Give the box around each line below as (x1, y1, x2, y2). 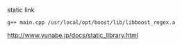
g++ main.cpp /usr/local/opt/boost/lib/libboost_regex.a (7, 19, 176, 26)
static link (7, 6, 35, 14)
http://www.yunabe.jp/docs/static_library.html (7, 31, 139, 39)
